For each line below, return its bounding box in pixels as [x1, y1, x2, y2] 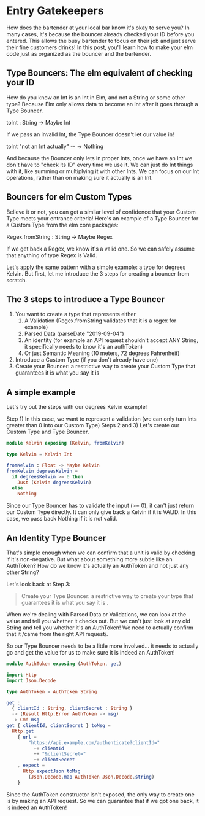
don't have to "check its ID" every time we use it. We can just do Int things [6, 161, 193, 168]
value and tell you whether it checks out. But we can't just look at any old [6, 618, 191, 624]
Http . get [12, 728, 34, 734]
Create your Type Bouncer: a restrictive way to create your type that [21, 593, 194, 599]
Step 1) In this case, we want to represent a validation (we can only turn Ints [6, 415, 197, 422]
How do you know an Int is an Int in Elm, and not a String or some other [6, 93, 185, 101]
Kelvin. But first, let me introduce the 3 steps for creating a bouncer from [6, 270, 190, 277]
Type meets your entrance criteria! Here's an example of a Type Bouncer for [6, 214, 199, 222]
